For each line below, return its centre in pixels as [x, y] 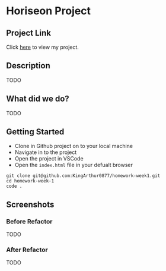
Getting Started [35, 132]
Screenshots [30, 204]
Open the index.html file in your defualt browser [74, 165]
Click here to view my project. [42, 47]
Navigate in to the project [46, 152]
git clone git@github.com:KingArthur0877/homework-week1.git [83, 176]
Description [28, 66]
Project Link [29, 33]
